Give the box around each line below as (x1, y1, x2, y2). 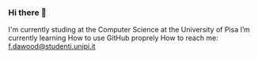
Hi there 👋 (8, 7, 47, 18)
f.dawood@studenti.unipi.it (8, 42, 97, 51)
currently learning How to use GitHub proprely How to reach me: (8, 33, 219, 42)
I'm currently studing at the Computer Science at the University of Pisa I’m (8, 25, 251, 35)
